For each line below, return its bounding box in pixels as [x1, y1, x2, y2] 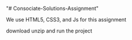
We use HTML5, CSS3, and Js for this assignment [6, 16, 127, 23]
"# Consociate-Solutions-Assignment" [6, 5, 99, 12]
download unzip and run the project [6, 27, 93, 34]
